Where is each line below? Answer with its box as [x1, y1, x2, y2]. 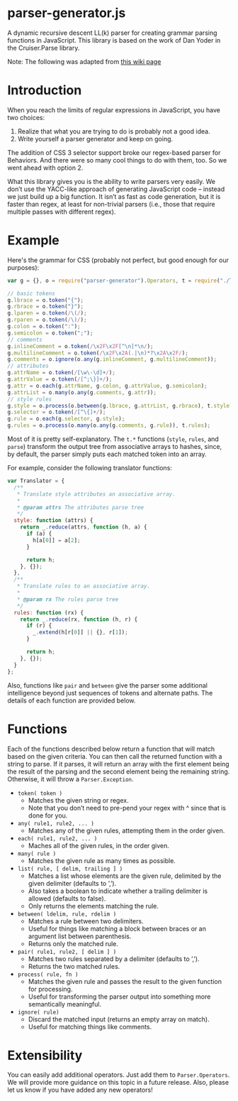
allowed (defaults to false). [28, 894, 106, 903]
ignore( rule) [17, 1009, 59, 1016]
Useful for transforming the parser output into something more [28, 992, 211, 1001]
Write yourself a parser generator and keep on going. [17, 134, 174, 143]
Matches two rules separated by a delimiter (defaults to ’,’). [28, 954, 200, 963]
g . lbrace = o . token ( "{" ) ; [7, 296, 84, 303]
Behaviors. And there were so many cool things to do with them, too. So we [7, 156, 227, 164]
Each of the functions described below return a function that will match [7, 744, 215, 753]
